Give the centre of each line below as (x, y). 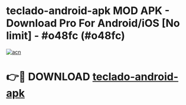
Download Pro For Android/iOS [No (93, 23)
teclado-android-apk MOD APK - (88, 11)
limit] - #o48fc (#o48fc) (66, 36)
